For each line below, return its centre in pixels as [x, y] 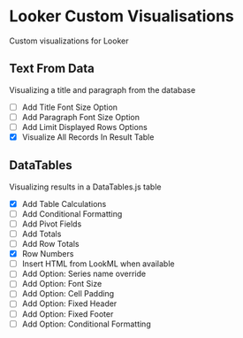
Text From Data [52, 69]
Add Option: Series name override [84, 274]
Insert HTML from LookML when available [98, 264]
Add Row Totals [50, 244]
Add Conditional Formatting [72, 213]
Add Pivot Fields [52, 224]
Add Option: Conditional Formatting [87, 324]
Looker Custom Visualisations [121, 16]
